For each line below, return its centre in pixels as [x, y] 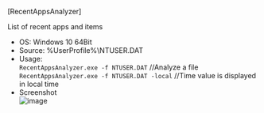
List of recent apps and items [55, 26]
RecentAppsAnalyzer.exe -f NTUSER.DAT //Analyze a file [109, 67]
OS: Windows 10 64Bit [55, 42]
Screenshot [38, 92]
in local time [39, 84]
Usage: [31, 59]
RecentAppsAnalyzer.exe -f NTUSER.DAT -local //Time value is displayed [137, 75]
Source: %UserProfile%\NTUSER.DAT [81, 50]
